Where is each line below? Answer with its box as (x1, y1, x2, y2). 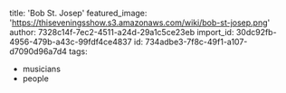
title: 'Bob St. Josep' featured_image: (9, 8, 148, 18)
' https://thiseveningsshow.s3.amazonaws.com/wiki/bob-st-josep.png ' (9, 17, 271, 28)
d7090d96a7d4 (9, 46, 68, 57)
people (22, 73, 50, 84)
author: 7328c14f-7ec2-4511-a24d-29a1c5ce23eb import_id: (9, 27, 234, 37)
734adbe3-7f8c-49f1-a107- (145, 36, 248, 47)
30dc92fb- (235, 27, 278, 37)
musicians (22, 63, 62, 74)
